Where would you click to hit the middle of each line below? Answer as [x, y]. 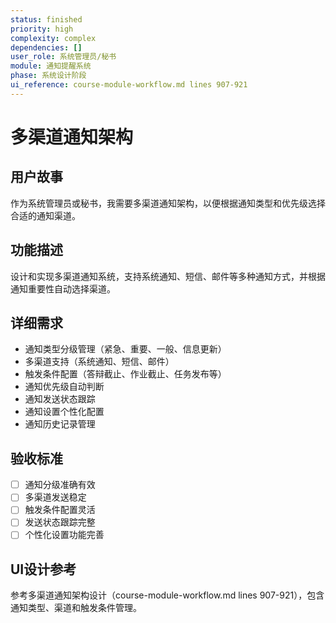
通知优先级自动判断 [64, 387]
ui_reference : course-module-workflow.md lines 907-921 [129, 85]
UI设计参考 [43, 569]
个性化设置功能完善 [64, 535]
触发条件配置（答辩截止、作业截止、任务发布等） [125, 374]
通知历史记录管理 [60, 424]
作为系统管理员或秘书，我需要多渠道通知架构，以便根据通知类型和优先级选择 [168, 203]
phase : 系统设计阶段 [48, 76]
